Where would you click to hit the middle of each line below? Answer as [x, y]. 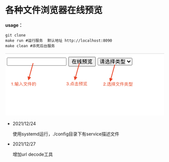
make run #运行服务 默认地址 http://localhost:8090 [59, 41]
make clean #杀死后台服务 [30, 46]
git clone [16, 35]
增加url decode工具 [33, 154]
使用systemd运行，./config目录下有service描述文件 [66, 134]
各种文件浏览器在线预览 [54, 10]
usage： [14, 25]
